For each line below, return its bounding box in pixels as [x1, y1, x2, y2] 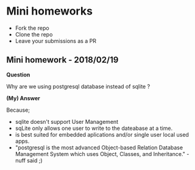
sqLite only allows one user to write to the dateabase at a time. [15, 124, 172, 132]
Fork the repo [15, 24, 50, 32]
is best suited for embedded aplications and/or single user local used [15, 131, 189, 138]
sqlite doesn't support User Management [15, 118, 119, 125]
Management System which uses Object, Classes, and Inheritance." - [15, 150, 190, 157]
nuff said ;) [15, 157, 43, 164]
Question [6, 71, 30, 78]
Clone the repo [15, 30, 53, 38]
